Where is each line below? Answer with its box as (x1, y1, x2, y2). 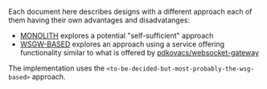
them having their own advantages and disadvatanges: (8, 15, 191, 25)
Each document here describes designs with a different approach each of (8, 7, 253, 16)
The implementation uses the (8, 63, 105, 73)
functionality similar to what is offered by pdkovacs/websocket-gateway (19, 48, 260, 57)
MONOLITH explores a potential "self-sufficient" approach (19, 31, 214, 40)
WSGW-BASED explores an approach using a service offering (19, 39, 225, 49)
